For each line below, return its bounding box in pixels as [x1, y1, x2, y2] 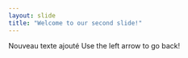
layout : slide [8, 11, 56, 20]
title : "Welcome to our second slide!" [8, 19, 143, 27]
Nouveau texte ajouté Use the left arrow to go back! [8, 41, 180, 50]
